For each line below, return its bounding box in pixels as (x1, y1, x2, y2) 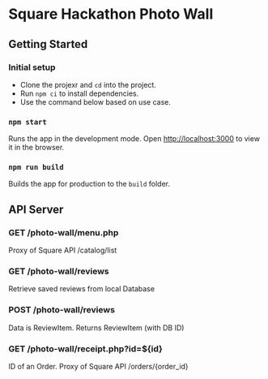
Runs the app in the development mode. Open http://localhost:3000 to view (8, 134, 261, 144)
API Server (8, 202, 64, 216)
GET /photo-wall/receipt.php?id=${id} (8, 342, 164, 354)
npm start (8, 117, 47, 127)
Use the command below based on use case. (19, 97, 172, 106)
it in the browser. (8, 143, 65, 153)
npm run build (8, 163, 64, 172)
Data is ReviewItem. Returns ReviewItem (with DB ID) (8, 322, 185, 333)
